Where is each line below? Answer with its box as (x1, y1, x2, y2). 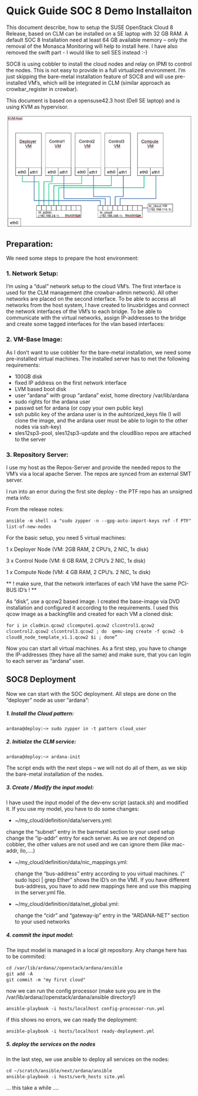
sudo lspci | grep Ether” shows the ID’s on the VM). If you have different (14, 876, 190, 883)
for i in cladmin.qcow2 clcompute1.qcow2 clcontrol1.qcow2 (6, 623, 155, 628)
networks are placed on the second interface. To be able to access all (6, 295, 176, 302)
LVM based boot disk (14, 385, 67, 392)
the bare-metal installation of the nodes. (6, 771, 104, 778)
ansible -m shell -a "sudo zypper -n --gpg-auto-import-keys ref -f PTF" (6, 518, 192, 524)
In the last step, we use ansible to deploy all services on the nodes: (6, 1055, 170, 1063)
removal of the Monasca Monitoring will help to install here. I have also (6, 43, 178, 50)
